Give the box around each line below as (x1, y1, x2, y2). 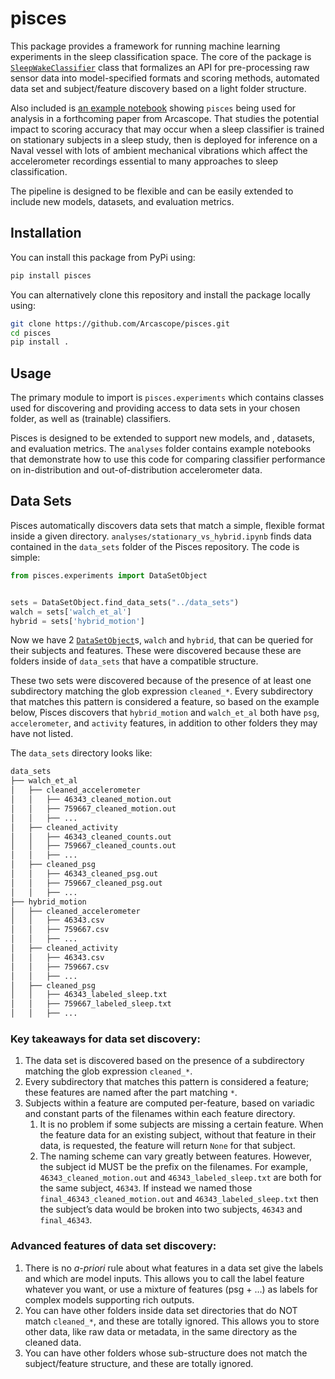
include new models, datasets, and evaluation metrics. (10, 195, 235, 207)
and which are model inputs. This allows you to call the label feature (24, 1272, 305, 1284)
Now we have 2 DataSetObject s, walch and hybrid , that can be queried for (10, 634, 314, 646)
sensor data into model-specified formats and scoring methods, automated (10, 72, 320, 84)
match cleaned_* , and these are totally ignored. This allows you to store (24, 1315, 320, 1327)
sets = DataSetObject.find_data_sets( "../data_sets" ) (10, 597, 240, 607)
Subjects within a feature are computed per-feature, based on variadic (24, 1097, 315, 1109)
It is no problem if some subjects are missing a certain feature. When (39, 1118, 324, 1131)
